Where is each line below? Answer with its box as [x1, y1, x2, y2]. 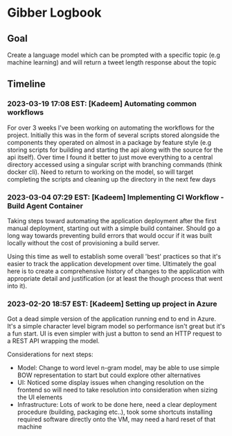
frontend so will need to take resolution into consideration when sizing [17, 386, 218, 394]
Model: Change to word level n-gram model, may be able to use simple [17, 364, 220, 372]
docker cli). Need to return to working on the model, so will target [7, 168, 194, 176]
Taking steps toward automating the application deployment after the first [7, 216, 217, 225]
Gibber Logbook [7, 5, 102, 21]
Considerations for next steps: [7, 350, 93, 358]
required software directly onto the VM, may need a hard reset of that [17, 415, 216, 424]
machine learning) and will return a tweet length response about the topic [7, 58, 217, 67]
